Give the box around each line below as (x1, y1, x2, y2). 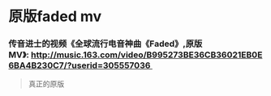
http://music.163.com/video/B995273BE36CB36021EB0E (31, 49, 263, 61)
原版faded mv (8, 7, 102, 26)
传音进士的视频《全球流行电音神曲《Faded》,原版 (8, 38, 203, 49)
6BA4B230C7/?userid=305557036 (8, 60, 151, 71)
